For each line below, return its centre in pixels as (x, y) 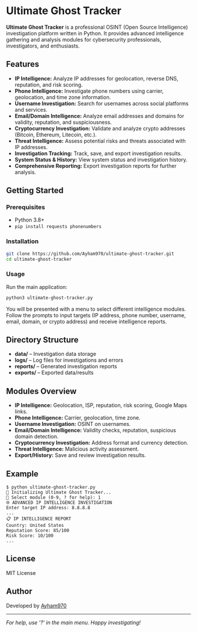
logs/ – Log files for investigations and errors (69, 360)
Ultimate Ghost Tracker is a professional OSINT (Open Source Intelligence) (97, 27)
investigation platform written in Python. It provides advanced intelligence (95, 33)
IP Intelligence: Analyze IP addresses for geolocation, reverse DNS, (96, 78)
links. (21, 412)
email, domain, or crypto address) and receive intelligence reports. (86, 321)
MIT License (21, 573)
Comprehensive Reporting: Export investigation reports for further (96, 166)
